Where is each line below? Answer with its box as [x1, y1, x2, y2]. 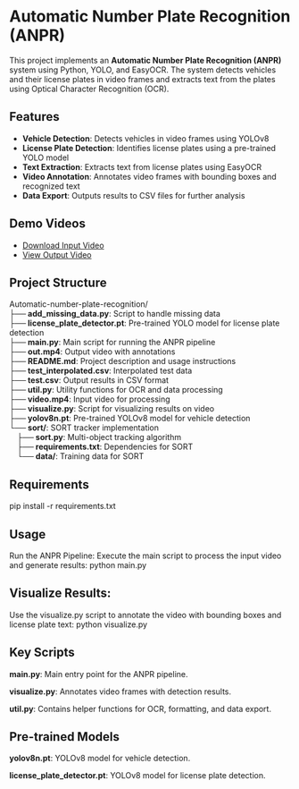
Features [9, 109, 60, 124]
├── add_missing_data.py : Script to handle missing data [9, 309, 221, 319]
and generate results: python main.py [9, 560, 147, 570]
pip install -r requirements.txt [9, 501, 116, 512]
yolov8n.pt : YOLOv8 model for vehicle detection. [9, 753, 191, 764]
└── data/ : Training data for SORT [17, 451, 145, 462]
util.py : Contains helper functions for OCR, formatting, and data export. [9, 703, 272, 714]
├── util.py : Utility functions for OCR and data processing [9, 385, 223, 395]
